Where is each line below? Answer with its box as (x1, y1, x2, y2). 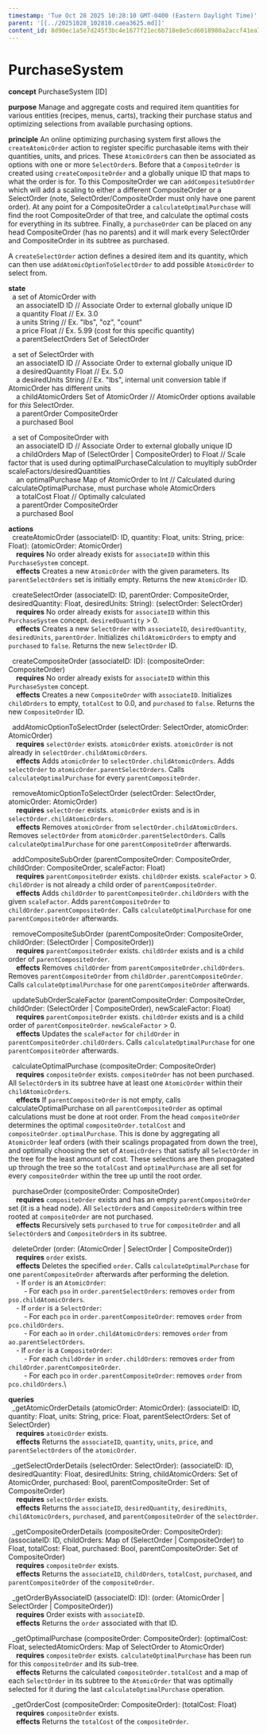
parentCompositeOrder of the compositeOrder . (8, 1577, 155, 1587)
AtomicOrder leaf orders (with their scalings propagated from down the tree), (8, 1138, 258, 1147)
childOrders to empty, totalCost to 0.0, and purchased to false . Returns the (8, 699, 255, 708)
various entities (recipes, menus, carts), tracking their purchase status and (8, 111, 253, 120)
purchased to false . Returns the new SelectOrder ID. (8, 641, 178, 650)
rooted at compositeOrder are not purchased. (8, 1212, 153, 1221)
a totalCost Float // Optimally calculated (15, 492, 145, 502)
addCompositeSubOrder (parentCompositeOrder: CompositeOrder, (11, 855, 232, 864)
